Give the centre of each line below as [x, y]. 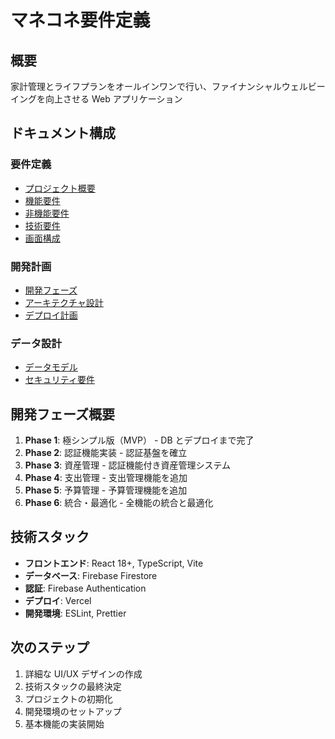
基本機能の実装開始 [64, 723]
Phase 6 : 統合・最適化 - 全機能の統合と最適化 [119, 503]
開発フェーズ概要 [62, 414]
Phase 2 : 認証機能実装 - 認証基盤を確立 [106, 453]
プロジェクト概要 [60, 188]
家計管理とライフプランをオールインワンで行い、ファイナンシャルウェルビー [168, 86]
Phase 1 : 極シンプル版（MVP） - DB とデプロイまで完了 [139, 440]
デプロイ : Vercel [58, 600]
